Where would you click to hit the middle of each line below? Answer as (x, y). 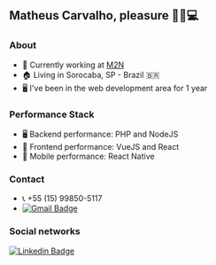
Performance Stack (52, 114)
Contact (27, 179)
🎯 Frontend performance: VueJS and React (100, 146)
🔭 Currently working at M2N (73, 65)
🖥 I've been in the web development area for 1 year (115, 88)
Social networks (45, 231)
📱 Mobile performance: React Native (88, 156)
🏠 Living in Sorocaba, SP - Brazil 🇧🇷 (91, 74)
